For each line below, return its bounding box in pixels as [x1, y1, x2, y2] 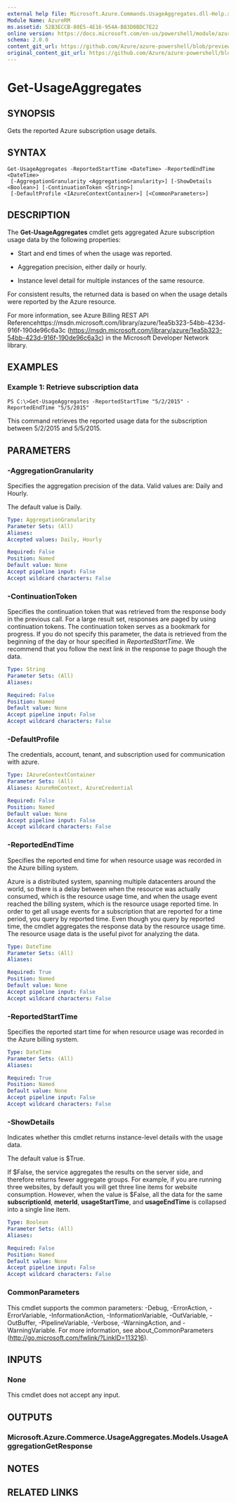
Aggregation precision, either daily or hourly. [17, 262, 147, 271]
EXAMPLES [7, 361, 58, 373]
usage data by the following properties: [7, 235, 121, 243]
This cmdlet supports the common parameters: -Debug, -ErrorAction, [7, 1303, 209, 1312]
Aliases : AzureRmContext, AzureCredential [7, 785, 133, 792]
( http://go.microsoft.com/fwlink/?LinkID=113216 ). [7, 1333, 149, 1342]
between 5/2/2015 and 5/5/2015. [7, 424, 102, 433]
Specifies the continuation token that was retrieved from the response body [7, 608, 226, 616]
